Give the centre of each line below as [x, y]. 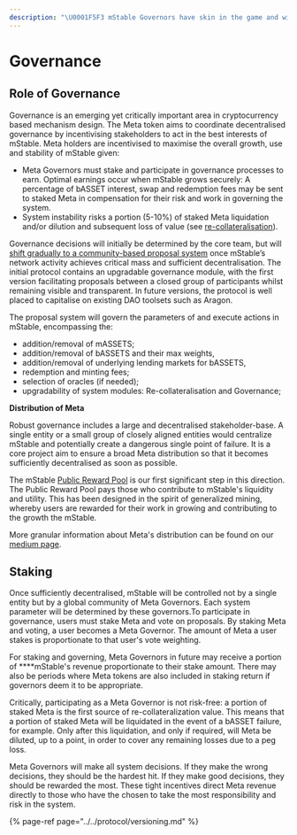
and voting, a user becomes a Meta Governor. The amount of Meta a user [143, 630]
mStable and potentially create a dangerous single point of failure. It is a [140, 444]
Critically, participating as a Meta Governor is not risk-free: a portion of [138, 703]
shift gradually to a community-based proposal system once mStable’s [137, 252]
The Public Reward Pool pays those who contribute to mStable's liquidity [141, 489]
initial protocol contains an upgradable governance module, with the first [141, 272]
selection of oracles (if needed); [80, 381]
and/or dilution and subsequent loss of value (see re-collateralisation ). [150, 226]
